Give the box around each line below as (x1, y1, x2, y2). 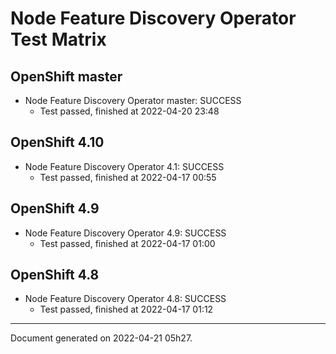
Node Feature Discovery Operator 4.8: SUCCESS (24, 293, 227, 305)
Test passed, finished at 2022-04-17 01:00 (39, 237, 216, 249)
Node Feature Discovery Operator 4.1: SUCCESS (24, 160, 225, 172)
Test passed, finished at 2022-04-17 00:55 (39, 171, 217, 183)
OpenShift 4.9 (10, 200, 100, 217)
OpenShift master (10, 68, 123, 85)
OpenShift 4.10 (10, 134, 105, 151)
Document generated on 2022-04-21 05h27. (10, 332, 193, 344)
